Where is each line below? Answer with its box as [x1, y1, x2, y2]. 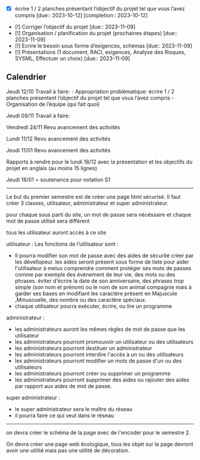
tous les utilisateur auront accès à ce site [6, 229, 107, 236]
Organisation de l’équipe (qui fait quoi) [6, 101, 100, 108]
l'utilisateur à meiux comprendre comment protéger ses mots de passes [14, 264, 192, 271]
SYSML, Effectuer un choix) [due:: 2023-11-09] [14, 55, 130, 62]
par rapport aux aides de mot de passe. [14, 382, 112, 389]
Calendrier [6, 72, 46, 82]
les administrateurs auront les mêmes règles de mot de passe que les [14, 326, 186, 333]
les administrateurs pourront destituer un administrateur [14, 345, 152, 352]
